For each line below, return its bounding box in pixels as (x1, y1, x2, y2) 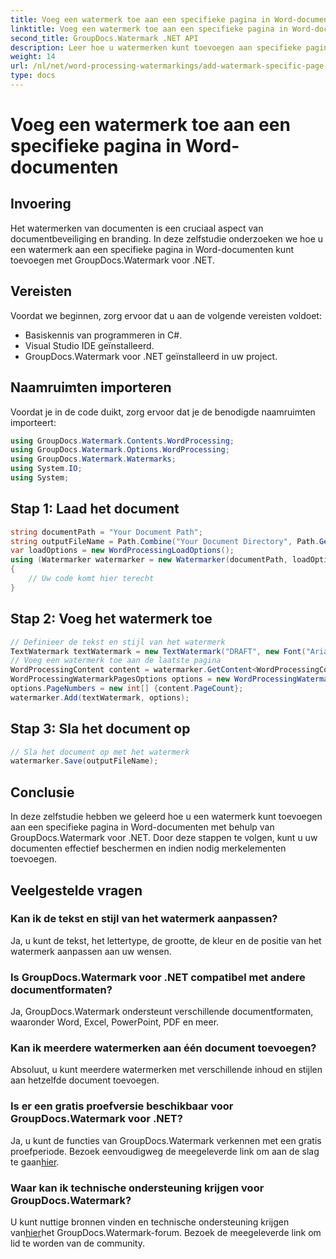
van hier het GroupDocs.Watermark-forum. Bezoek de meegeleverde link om (10, 1227, 322, 1238)
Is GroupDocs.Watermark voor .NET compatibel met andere (10, 970, 306, 984)
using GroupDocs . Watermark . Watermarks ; (10, 454, 177, 465)
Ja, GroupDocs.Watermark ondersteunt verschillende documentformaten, (10, 1006, 314, 1018)
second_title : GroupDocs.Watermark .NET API (10, 33, 199, 43)
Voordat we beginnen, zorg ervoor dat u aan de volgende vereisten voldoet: (10, 309, 322, 321)
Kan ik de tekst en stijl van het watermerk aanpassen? (10, 912, 278, 926)
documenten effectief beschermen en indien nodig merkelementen (10, 842, 287, 855)
